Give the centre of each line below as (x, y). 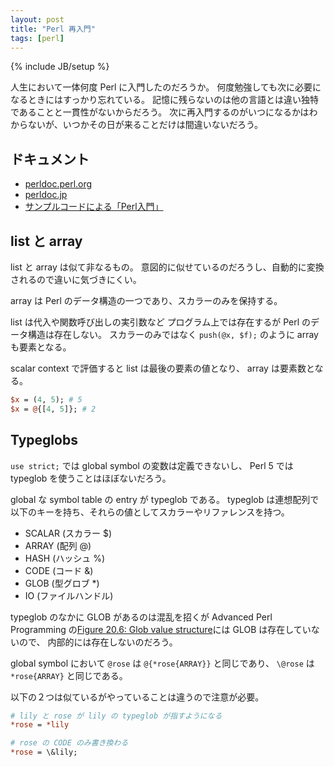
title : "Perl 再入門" (53, 29)
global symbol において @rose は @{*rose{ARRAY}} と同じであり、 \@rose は (162, 663)
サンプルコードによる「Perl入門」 (94, 207)
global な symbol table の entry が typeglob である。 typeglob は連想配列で (165, 499)
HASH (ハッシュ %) (65, 558)
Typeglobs (44, 440)
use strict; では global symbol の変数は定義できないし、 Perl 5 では (152, 465)
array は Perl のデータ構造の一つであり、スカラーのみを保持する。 (146, 300)
